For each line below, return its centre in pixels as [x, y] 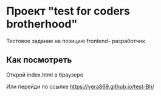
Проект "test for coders [68, 11]
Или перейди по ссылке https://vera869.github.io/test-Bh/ [80, 86]
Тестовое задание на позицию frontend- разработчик [76, 41]
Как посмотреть [39, 60]
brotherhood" [42, 24]
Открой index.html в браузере [45, 75]
